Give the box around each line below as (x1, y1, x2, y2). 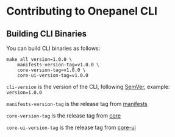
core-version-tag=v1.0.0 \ (17, 67, 86, 73)
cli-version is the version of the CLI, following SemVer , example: (6, 83, 170, 90)
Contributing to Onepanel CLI (6, 4, 157, 18)
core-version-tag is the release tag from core (6, 112, 121, 119)
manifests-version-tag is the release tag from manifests (6, 100, 148, 107)
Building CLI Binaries (6, 29, 87, 39)
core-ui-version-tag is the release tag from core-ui (6, 124, 136, 131)
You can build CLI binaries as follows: (6, 44, 101, 52)
